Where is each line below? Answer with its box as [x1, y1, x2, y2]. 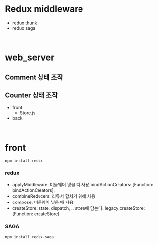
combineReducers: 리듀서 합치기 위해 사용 [12, 193, 96, 199]
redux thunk [12, 20, 37, 26]
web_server [5, 52, 55, 63]
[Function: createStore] [12, 211, 60, 217]
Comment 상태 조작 [5, 73, 63, 81]
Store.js [19, 110, 36, 116]
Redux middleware [5, 3, 83, 15]
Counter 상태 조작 [5, 91, 58, 99]
